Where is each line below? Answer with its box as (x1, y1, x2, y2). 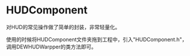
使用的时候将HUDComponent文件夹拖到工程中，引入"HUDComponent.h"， (6, 36, 188, 43)
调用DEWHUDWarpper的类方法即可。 (6, 43, 97, 50)
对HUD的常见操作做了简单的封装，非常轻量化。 (6, 23, 120, 30)
